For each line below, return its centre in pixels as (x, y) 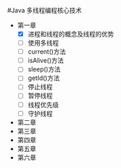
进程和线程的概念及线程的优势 (71, 34)
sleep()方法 (44, 70)
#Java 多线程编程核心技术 (45, 10)
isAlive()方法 (46, 60)
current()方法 (47, 52)
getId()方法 (44, 78)
